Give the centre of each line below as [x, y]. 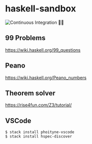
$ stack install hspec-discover [39, 137]
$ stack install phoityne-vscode [40, 132]
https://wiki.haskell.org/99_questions [43, 50]
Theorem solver [30, 93]
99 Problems [25, 38]
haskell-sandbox [41, 9]
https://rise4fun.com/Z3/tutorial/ [39, 105]
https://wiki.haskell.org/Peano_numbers [46, 77]
